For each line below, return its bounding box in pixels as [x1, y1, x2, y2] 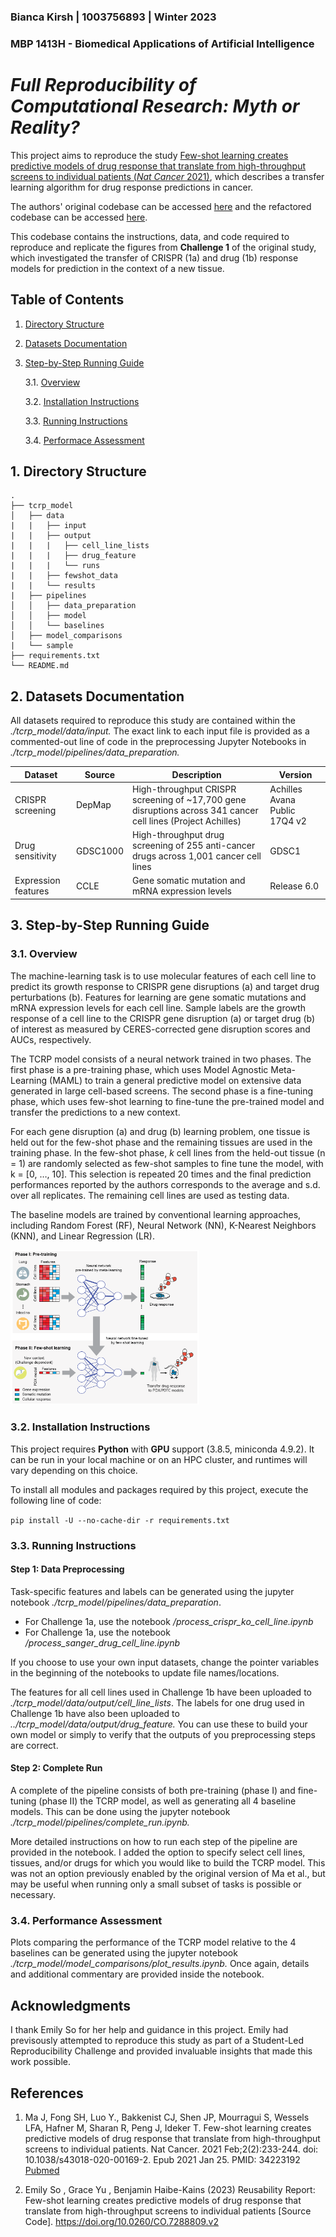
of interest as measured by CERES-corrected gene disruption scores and [10, 1023, 311, 1035]
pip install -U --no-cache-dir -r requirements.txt [10, 1515, 230, 1525]
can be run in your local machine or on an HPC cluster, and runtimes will [10, 1453, 308, 1465]
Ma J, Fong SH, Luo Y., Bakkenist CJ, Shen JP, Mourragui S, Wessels [24, 2111, 310, 2123]
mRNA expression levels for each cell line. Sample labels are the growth [10, 1001, 306, 1014]
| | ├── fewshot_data [10, 571, 118, 581]
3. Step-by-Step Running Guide [10, 917, 210, 934]
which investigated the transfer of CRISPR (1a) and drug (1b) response [10, 251, 299, 264]
